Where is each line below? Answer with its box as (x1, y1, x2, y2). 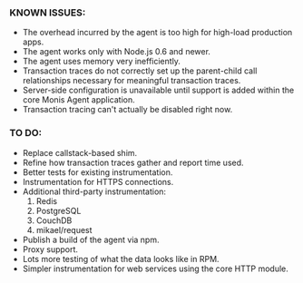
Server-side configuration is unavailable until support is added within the (22, 84, 295, 96)
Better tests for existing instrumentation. (22, 166, 173, 178)
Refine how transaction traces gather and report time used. (22, 157, 244, 168)
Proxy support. (22, 243, 79, 255)
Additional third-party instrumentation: (22, 186, 166, 197)
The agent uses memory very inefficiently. (22, 56, 181, 67)
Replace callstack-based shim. (22, 147, 138, 158)
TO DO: (9, 127, 43, 140)
